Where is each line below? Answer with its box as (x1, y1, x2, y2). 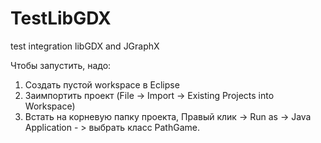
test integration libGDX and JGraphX (10, 40, 160, 52)
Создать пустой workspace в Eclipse (24, 78, 180, 91)
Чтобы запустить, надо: (10, 59, 112, 71)
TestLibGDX (10, 7, 112, 30)
